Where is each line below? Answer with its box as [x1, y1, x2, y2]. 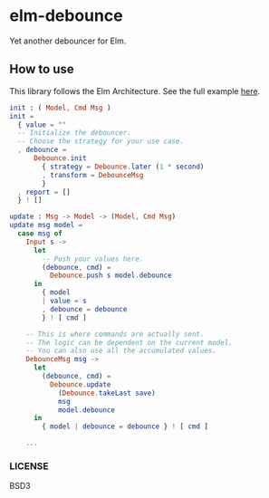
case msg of [17, 229, 63, 238]
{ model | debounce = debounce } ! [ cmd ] [42, 422, 208, 431]
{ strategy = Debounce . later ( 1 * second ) [42, 162, 205, 171]
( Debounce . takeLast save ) [57, 388, 156, 397]
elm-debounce [9, 5, 124, 26]
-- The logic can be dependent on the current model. [25, 338, 233, 347]
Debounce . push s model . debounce [49, 271, 172, 281]
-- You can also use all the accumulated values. [25, 346, 217, 356]
